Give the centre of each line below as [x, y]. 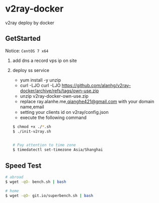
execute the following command [53, 117]
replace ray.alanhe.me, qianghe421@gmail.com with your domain [87, 101]
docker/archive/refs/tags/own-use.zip [59, 91]
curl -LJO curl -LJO [40, 85]
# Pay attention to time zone [44, 145]
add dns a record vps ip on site [45, 60]
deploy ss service [31, 70]
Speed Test [23, 165]
